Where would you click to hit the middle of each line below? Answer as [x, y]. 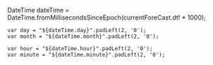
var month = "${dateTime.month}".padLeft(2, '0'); [83, 36]
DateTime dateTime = [38, 10]
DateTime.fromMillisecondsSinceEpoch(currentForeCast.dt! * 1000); [107, 17]
